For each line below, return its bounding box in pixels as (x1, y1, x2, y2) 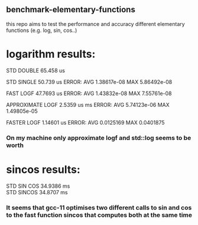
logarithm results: (6, 47, 96, 61)
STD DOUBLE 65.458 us (6, 67, 65, 74)
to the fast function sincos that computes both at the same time (6, 211, 193, 219)
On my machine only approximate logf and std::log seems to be (6, 133, 191, 142)
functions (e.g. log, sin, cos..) (6, 27, 77, 34)
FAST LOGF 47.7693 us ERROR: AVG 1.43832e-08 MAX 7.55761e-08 (6, 90, 172, 97)
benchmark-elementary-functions (6, 5, 136, 15)
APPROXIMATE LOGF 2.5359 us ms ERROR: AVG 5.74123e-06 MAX (6, 101, 170, 108)
